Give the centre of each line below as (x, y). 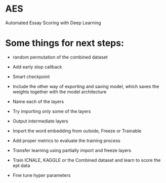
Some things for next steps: (65, 43)
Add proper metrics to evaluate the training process (66, 140)
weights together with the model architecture (59, 92)
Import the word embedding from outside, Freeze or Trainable (77, 131)
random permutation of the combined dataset (60, 57)
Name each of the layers (38, 101)
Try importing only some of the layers (52, 111)
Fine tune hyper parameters (41, 175)
